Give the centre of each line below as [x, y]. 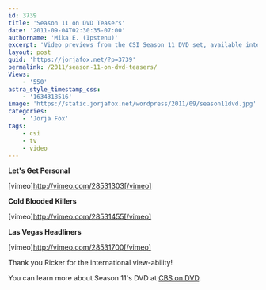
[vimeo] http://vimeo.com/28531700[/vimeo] [80, 247]
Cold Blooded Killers [42, 201]
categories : [28, 112]
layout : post [30, 52]
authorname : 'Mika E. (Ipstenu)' [63, 38]
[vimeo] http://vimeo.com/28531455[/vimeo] [80, 217]
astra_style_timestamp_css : [55, 89]
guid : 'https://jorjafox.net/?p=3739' [72, 60]
